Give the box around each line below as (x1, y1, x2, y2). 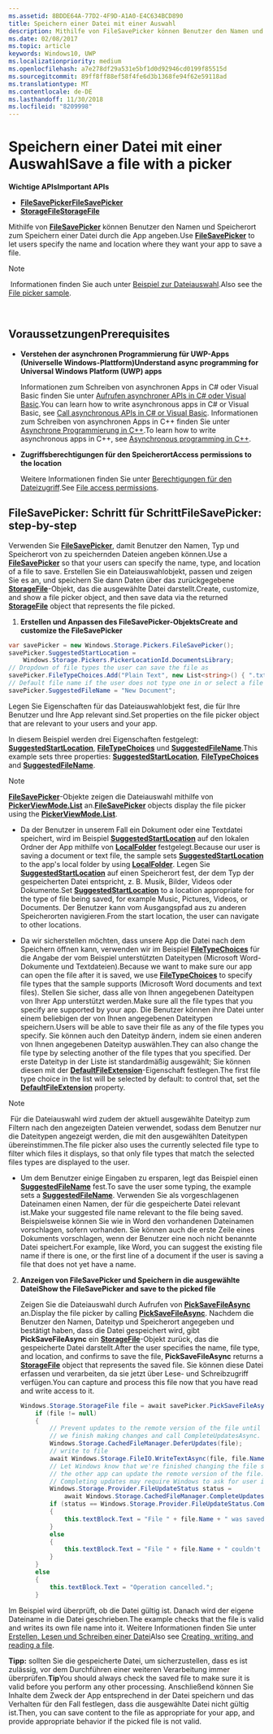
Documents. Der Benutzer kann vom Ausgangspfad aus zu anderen (19, 902, 246, 912)
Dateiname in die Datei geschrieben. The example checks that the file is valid (8, 1614, 264, 1623)
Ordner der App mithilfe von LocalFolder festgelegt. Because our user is (19, 842, 261, 852)
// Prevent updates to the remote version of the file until (50, 1424, 262, 1432)
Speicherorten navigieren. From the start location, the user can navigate (19, 911, 260, 921)
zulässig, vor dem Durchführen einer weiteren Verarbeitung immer (8, 1664, 230, 1674)
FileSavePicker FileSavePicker (19, 198, 123, 207)
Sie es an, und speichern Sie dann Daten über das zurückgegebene (8, 575, 235, 585)
